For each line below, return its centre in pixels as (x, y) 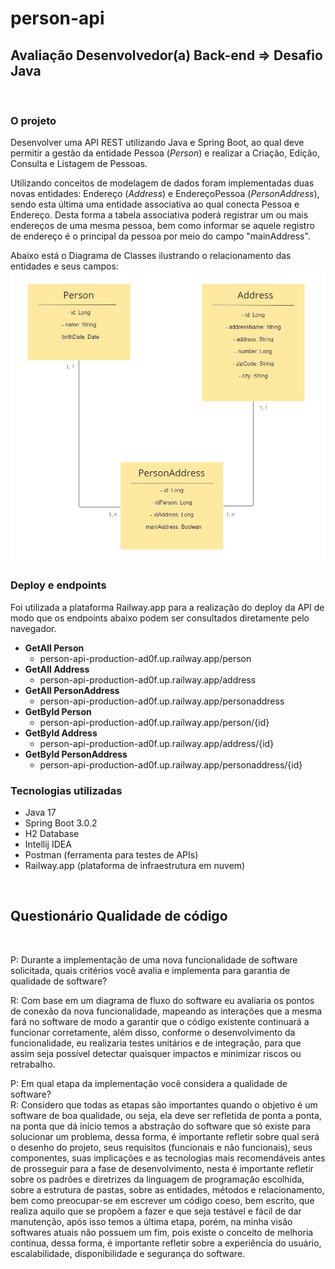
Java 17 (40, 812)
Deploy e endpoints (58, 585)
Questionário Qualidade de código (119, 916)
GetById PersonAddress (76, 754)
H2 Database (52, 833)
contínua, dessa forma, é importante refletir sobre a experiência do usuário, (166, 1243)
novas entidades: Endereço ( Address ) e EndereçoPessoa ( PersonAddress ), (165, 194)
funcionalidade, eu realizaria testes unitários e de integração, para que (156, 1043)
